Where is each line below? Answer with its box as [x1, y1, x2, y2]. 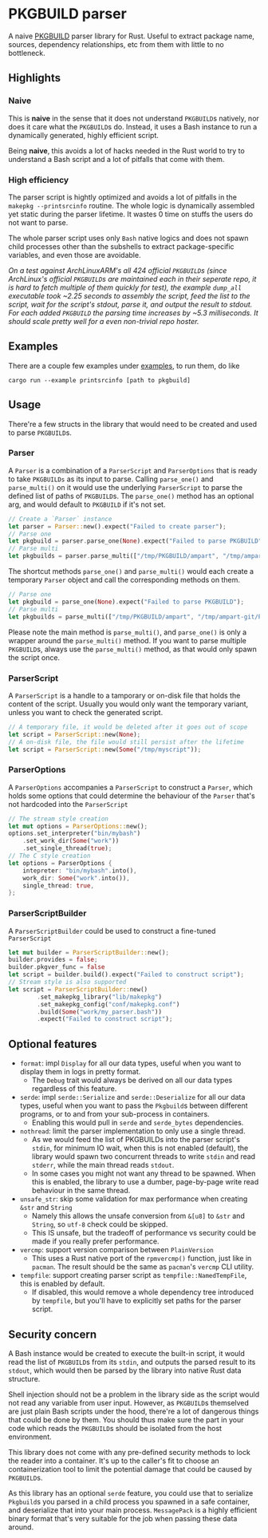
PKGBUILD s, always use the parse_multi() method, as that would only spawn [8, 644, 257, 654]
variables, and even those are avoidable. [8, 250, 141, 259]
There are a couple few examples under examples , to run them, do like [8, 361, 240, 370]
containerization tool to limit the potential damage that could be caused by [8, 1464, 253, 1473]
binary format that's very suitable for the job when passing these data [8, 1513, 238, 1523]
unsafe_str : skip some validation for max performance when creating [19, 1194, 248, 1204]
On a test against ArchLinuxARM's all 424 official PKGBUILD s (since [8, 265, 227, 275]
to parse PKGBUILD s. [8, 428, 72, 437]
